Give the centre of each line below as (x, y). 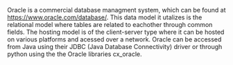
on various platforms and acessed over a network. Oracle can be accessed (114, 39)
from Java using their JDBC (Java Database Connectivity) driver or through (115, 47)
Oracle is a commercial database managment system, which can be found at (116, 10)
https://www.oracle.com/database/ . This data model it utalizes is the (105, 17)
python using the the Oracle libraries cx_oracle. (75, 54)
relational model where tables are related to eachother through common (110, 25)
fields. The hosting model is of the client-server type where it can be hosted (116, 32)
